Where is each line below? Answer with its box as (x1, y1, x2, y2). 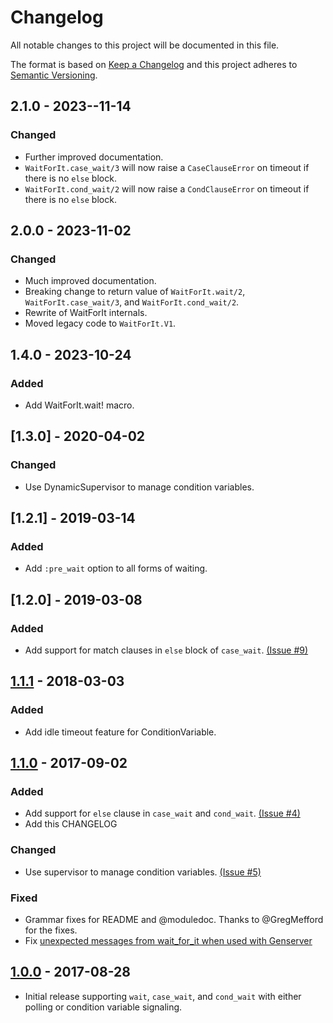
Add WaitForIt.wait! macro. (24, 399, 135, 411)
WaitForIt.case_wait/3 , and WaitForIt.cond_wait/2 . (24, 296, 240, 308)
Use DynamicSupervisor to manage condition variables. (24, 481, 255, 493)
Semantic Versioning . (10, 69, 98, 81)
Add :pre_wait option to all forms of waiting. (24, 562, 208, 575)
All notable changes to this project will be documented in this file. (10, 39, 280, 51)
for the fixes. (24, 924, 78, 936)
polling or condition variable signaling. (24, 1001, 183, 1013)
